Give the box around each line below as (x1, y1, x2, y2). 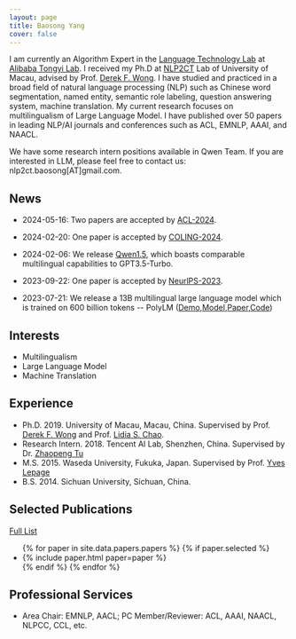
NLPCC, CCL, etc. (21, 620, 88, 631)
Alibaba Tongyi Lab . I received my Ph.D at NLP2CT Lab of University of (9, 63, 269, 74)
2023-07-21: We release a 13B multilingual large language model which (21, 293, 282, 304)
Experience (9, 396, 74, 411)
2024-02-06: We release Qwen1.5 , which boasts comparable (21, 249, 245, 260)
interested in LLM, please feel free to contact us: (9, 156, 186, 167)
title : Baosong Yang (9, 21, 86, 30)
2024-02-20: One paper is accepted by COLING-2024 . (21, 232, 223, 242)
